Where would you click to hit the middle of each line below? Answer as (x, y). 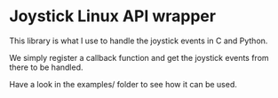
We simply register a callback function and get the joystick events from (139, 57)
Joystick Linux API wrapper (112, 16)
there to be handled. (46, 67)
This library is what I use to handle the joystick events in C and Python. (139, 41)
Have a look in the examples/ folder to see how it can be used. (123, 84)
